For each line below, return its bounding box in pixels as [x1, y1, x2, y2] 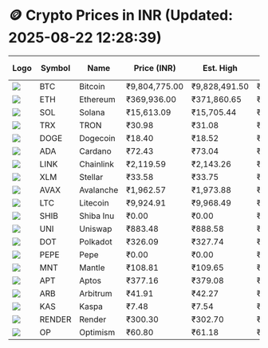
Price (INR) [133, 62, 176, 73]
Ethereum [79, 93, 116, 104]
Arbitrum [79, 287, 112, 299]
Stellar [79, 171, 104, 182]
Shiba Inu [79, 210, 115, 221]
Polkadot [79, 236, 113, 247]
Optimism [79, 326, 116, 338]
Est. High [202, 62, 238, 73]
